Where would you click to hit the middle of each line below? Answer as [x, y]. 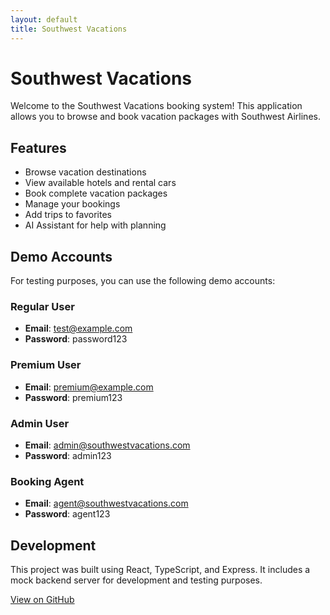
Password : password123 [76, 339]
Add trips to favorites [68, 215]
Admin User [40, 423]
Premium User [46, 365]
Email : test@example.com [78, 328]
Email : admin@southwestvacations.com [107, 445]
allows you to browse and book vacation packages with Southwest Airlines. [165, 117]
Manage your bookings [72, 204]
